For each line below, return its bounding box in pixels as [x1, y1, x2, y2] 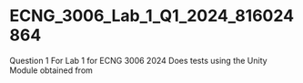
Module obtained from [9, 65, 94, 76]
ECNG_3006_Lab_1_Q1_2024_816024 [9, 5, 294, 26]
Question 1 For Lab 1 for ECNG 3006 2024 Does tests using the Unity [9, 55, 268, 66]
